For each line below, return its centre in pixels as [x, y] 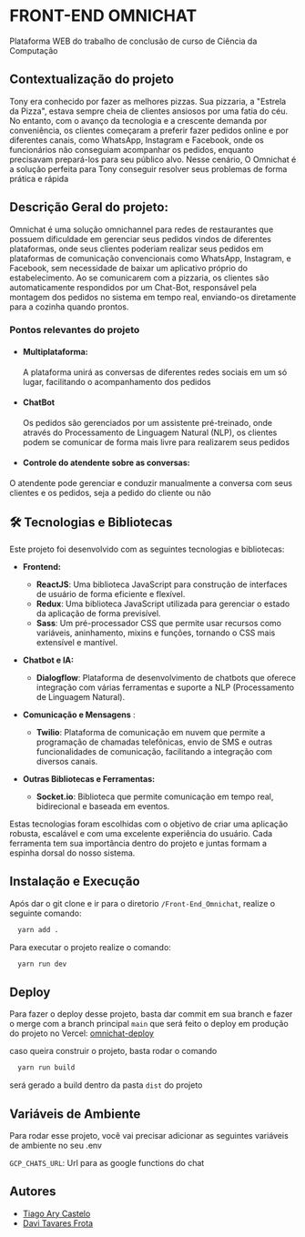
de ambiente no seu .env [56, 1145]
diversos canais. [67, 761]
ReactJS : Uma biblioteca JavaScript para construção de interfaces [162, 584]
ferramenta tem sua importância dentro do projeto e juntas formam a [138, 843]
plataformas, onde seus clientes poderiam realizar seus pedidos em [137, 248]
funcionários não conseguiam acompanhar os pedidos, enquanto [132, 149]
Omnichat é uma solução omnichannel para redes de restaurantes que [142, 229]
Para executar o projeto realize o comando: [90, 947]
